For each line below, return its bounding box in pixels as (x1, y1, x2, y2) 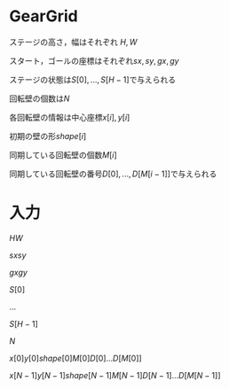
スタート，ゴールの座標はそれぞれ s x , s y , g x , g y (9, 55, 179, 66)
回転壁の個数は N (9, 93, 70, 104)
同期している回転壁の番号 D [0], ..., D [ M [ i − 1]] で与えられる (9, 168, 217, 179)
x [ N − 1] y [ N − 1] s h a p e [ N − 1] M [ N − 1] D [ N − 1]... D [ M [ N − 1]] (9, 370, 221, 380)
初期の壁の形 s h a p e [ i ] (9, 130, 87, 141)
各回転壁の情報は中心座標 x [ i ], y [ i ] (9, 112, 130, 122)
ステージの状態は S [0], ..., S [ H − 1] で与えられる (9, 74, 177, 85)
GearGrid (9, 6, 78, 27)
